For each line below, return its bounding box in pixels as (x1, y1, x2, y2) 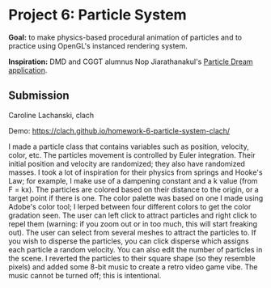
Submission (8, 89, 70, 103)
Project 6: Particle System (8, 6, 188, 24)
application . (8, 65, 48, 74)
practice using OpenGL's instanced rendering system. (8, 40, 188, 50)
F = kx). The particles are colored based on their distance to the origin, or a (8, 184, 259, 194)
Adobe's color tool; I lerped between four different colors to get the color (8, 201, 252, 211)
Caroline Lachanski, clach (8, 110, 95, 120)
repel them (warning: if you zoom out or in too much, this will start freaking (8, 218, 257, 228)
